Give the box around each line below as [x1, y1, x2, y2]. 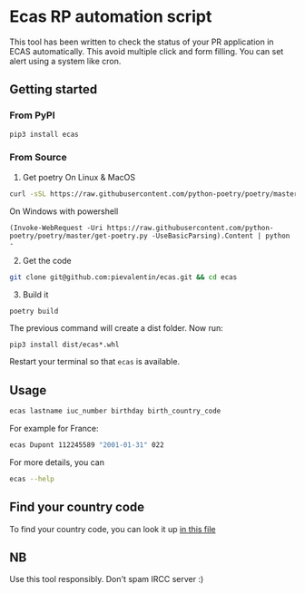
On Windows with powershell [9, 206, 119, 217]
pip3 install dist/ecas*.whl [9, 340, 120, 350]
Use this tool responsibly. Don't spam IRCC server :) [9, 574, 204, 585]
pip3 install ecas [9, 130, 79, 139]
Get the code [22, 255, 73, 266]
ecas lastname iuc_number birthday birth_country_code [9, 406, 221, 416]
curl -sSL [9, 189, 47, 199]
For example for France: [9, 423, 99, 434]
